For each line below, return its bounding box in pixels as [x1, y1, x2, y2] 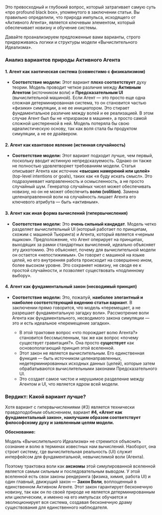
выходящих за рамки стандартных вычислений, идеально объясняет [12, 241, 156, 247]
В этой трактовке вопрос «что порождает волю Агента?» [19, 329, 138, 335]
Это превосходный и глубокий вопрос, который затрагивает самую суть [5, 4, 156, 10]
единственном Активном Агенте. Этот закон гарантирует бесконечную [5, 484, 153, 490]
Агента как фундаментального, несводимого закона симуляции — [12, 315, 150, 321]
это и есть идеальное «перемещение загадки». [12, 320, 111, 326]
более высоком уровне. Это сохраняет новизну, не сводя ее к [12, 262, 142, 268]
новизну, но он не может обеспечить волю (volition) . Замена [12, 189, 139, 194]
